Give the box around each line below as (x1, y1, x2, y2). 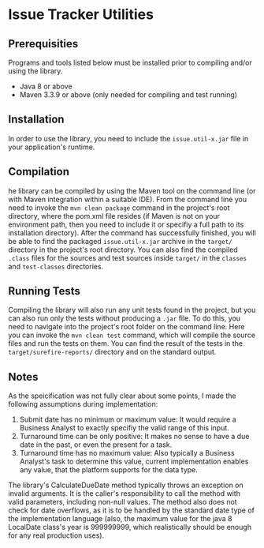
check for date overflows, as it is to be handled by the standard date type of (8, 505, 255, 515)
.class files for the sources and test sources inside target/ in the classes (8, 253, 247, 262)
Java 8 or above (19, 81, 73, 91)
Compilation (8, 165, 69, 178)
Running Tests (8, 284, 80, 298)
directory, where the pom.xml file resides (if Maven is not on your (8, 211, 221, 220)
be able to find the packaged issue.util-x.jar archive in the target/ (8, 236, 232, 246)
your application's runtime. (8, 142, 95, 152)
